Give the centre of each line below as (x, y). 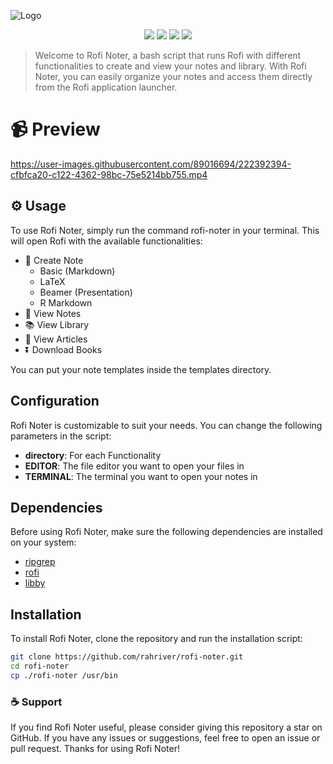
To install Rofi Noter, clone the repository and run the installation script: (156, 639)
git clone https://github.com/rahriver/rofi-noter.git (127, 657)
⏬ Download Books (63, 349)
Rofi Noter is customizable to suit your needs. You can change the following (166, 425)
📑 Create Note (54, 260)
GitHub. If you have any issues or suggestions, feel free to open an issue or (165, 738)
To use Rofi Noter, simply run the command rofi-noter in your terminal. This (165, 230)
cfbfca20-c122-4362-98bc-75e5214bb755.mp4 (109, 174)
